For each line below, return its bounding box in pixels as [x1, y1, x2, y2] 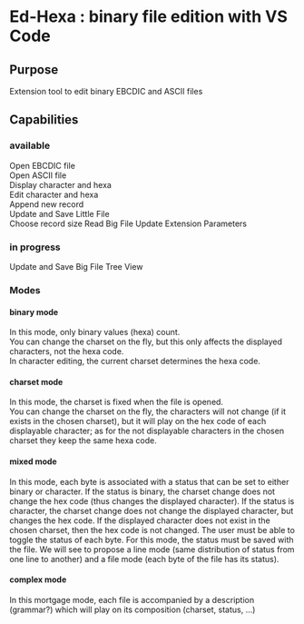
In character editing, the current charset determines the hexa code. [9, 356, 261, 367]
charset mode [9, 376, 64, 387]
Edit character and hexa [9, 189, 99, 200]
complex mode [9, 574, 67, 585]
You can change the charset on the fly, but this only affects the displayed [9, 336, 283, 347]
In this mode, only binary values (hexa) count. [9, 327, 181, 338]
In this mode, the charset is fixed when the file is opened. [9, 397, 224, 408]
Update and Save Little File [9, 208, 111, 219]
